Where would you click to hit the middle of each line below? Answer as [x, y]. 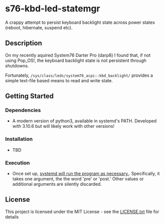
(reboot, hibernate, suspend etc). [39, 27]
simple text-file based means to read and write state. [59, 80]
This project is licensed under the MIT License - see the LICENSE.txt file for [82, 212]
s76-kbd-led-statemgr [53, 9]
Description [24, 43]
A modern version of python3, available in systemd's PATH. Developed [84, 121]
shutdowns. [17, 65]
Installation [19, 139]
